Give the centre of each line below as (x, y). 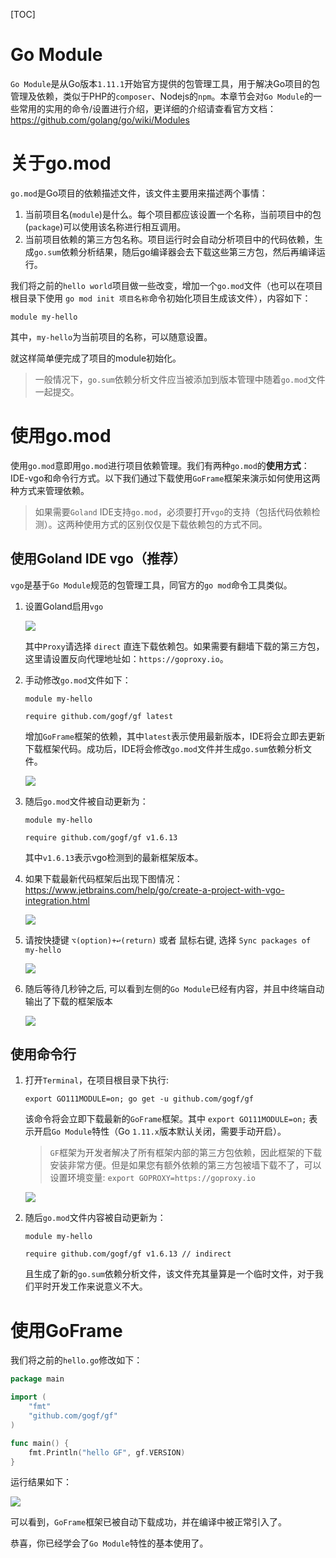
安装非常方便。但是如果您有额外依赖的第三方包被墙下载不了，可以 (185, 1165)
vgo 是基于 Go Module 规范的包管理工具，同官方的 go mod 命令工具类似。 (151, 585)
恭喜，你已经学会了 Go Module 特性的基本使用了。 (109, 1543)
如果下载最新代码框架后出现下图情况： (103, 878)
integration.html (57, 900)
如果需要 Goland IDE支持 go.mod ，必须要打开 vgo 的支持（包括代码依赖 (173, 511)
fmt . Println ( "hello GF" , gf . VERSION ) (107, 1452)
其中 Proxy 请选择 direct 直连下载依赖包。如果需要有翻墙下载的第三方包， (174, 646)
